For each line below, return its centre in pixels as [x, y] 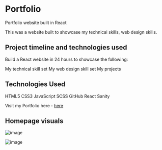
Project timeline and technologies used [66, 48]
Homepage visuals [34, 121]
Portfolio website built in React [36, 23]
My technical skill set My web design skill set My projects [63, 69]
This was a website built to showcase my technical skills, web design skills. [81, 32]
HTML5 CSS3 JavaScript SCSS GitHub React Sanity [57, 96]
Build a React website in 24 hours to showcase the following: [67, 59]
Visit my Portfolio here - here [34, 105]
